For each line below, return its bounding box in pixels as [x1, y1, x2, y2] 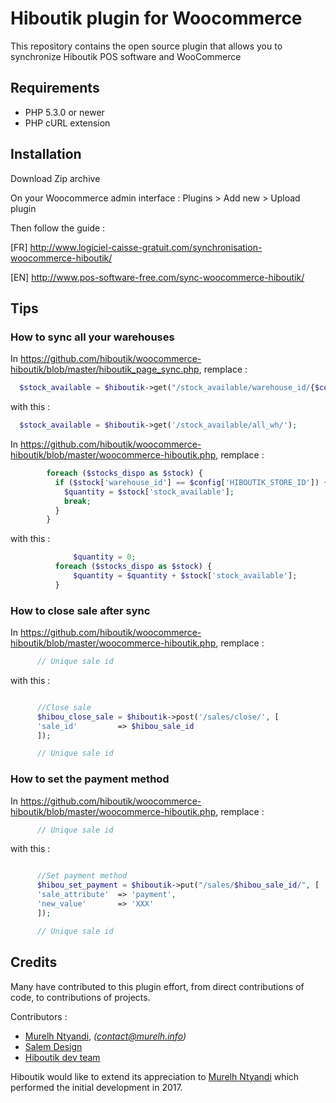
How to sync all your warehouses [10, 330, 175, 344]
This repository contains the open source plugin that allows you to [10, 40, 283, 52]
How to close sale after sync [10, 603, 151, 617]
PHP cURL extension [24, 117, 111, 129]
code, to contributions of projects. [10, 991, 151, 1003]
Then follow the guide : [10, 222, 106, 234]
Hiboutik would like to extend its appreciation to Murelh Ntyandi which [10, 1070, 300, 1082]
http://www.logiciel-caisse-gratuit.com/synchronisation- [29, 241, 263, 253]
